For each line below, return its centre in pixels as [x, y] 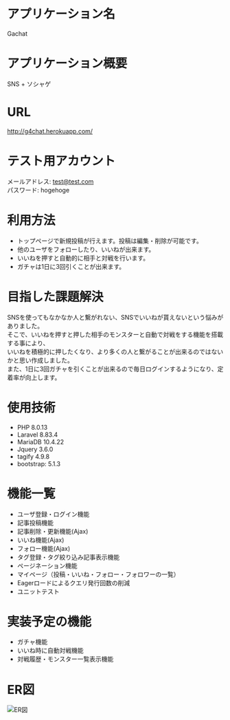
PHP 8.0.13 [32, 427]
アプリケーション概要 [67, 64]
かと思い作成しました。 [40, 360]
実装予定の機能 [49, 621]
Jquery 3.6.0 [35, 449]
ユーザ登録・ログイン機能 [53, 514]
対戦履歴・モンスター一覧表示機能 [65, 659]
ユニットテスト [38, 591]
